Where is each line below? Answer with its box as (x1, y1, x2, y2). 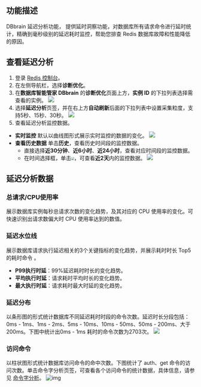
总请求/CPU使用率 (6, 193, 59, 201)
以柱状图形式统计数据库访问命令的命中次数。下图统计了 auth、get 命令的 (6, 359, 185, 367)
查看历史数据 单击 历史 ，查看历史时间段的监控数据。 (14, 139, 142, 146)
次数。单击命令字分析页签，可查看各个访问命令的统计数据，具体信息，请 (11, 367, 190, 374)
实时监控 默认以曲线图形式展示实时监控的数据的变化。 (14, 131, 148, 139)
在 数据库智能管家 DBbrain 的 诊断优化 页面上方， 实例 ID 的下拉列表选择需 (14, 89, 193, 96)
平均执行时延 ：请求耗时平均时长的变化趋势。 (14, 274, 126, 281)
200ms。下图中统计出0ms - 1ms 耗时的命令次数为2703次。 (6, 328, 153, 335)
